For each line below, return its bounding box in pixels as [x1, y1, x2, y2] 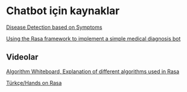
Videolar [6, 52, 38, 63]
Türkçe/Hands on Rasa [6, 79, 62, 86]
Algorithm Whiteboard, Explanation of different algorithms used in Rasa [6, 68, 179, 75]
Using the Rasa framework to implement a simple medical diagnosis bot [6, 35, 181, 42]
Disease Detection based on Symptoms [6, 24, 102, 31]
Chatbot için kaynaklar [6, 4, 120, 18]
